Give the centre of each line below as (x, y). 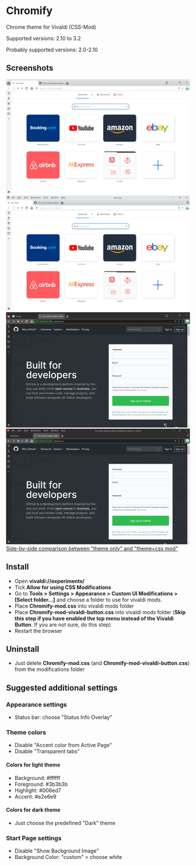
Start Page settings (34, 838)
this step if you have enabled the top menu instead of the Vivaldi (94, 618)
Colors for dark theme (33, 810)
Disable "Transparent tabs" (47, 751)
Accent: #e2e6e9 (35, 796)
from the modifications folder (50, 669)
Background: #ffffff (37, 778)
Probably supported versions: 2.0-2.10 (52, 49)
